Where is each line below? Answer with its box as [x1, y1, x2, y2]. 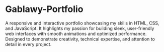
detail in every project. [5, 41, 52, 47]
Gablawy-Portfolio [5, 3, 84, 15]
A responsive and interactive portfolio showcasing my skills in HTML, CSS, [5, 20, 159, 26]
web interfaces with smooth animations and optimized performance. [5, 30, 147, 36]
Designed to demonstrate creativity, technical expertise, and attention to [5, 36, 155, 42]
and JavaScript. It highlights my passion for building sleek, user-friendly [5, 25, 154, 31]
